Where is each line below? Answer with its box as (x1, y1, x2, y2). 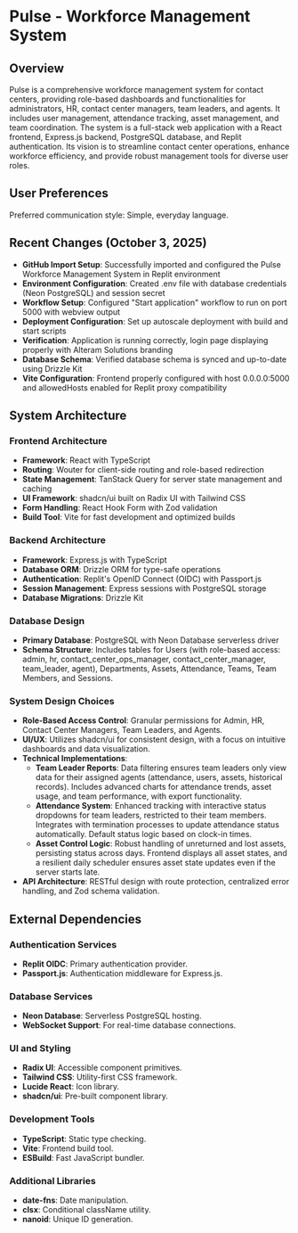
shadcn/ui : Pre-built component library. (21, 1090, 169, 1102)
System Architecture (9, 408, 127, 423)
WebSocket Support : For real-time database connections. (21, 1020, 237, 1031)
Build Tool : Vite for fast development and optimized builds (21, 512, 236, 522)
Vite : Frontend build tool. (21, 1143, 114, 1154)
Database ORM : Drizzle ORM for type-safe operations (21, 563, 221, 574)
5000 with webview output (21, 306, 121, 317)
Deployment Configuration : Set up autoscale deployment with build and (21, 316, 289, 326)
